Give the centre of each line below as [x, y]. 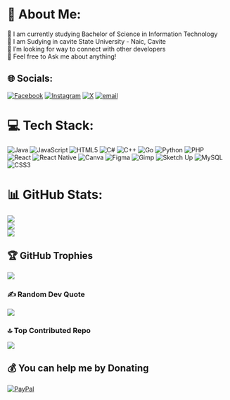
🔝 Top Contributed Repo [49, 330]
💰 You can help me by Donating [78, 369]
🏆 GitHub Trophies [50, 256]
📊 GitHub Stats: [55, 194]
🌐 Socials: [30, 79]
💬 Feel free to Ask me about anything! [62, 56]
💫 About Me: [44, 14]
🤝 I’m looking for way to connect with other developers [87, 49]
